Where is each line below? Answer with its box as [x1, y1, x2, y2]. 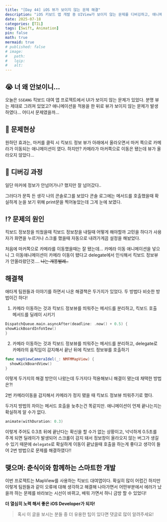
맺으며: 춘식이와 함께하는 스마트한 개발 [5, 463, 116, 472]
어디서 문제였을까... [22, 109, 60, 115]
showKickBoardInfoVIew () [5, 326, 57, 332]
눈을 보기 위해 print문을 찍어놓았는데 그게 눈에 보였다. [18, 199, 122, 205]
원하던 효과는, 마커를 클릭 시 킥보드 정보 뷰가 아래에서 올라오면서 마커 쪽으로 [5, 139, 153, 145]
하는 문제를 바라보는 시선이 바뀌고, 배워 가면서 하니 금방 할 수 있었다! [14, 490, 147, 496]
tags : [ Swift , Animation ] [5, 26, 59, 31]
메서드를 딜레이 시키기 [12, 312, 56, 318]
